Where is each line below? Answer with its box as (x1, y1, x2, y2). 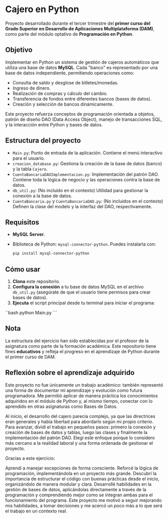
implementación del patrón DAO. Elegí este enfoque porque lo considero (5, 435, 155, 441)
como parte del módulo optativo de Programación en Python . (5, 31, 134, 37)
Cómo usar (5, 265, 41, 273)
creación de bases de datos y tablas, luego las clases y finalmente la (5, 429, 147, 435)
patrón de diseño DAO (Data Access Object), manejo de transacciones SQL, (5, 116, 162, 122)
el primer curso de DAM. (5, 354, 56, 360)
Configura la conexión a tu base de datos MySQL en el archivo (12, 284, 144, 290)
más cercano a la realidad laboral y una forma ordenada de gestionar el (5, 440, 153, 446)
